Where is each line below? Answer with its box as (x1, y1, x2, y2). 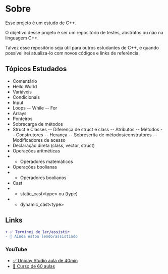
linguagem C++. (5, 35, 39, 41)
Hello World (12, 83, 37, 89)
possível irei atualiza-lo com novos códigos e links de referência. (5, 50, 140, 56)
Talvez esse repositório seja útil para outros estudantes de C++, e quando (5, 44, 159, 50)
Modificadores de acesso (12, 137, 66, 143)
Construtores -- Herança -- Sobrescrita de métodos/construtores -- (16, 132, 157, 138)
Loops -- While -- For (12, 104, 58, 111)
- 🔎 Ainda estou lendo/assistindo (5, 234, 78, 239)
